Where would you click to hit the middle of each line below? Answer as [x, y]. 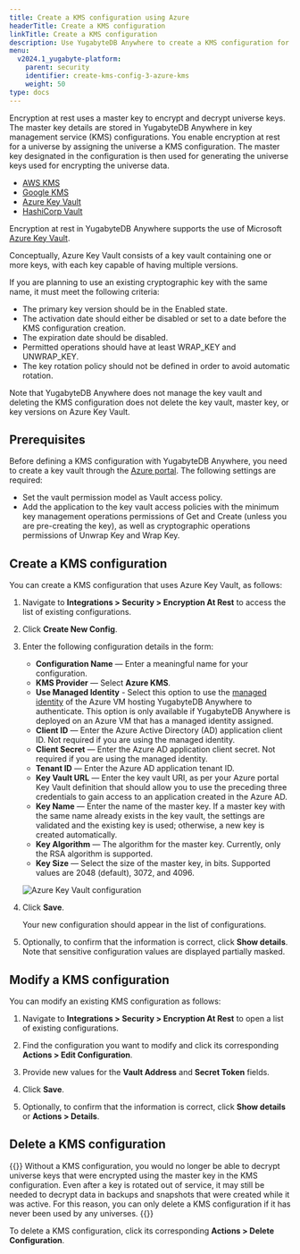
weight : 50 [46, 84]
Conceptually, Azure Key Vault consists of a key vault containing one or [141, 255]
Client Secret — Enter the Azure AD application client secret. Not [155, 749]
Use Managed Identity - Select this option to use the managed [151, 693]
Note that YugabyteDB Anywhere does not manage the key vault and [136, 392]
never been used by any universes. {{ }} [82, 1213]
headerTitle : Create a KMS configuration [87, 26]
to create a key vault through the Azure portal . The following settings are [143, 471]
